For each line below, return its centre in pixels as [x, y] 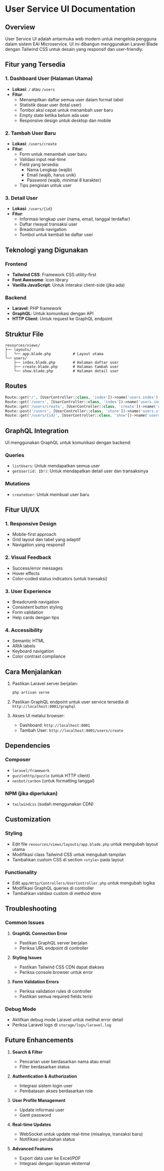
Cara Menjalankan [33, 672]
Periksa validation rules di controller [55, 991]
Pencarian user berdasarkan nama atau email [65, 1061]
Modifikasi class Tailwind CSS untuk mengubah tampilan [69, 854]
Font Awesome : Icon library [40, 279]
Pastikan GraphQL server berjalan [53, 942]
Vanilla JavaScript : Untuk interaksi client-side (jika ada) [68, 285]
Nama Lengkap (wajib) [49, 169]
